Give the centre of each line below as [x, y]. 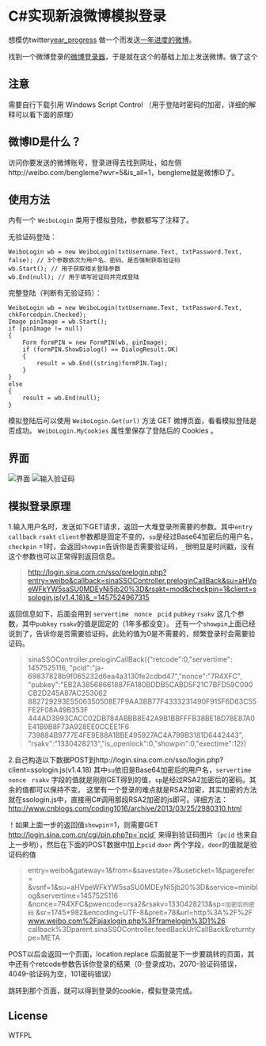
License [28, 1016]
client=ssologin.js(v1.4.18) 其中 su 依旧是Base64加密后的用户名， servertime [130, 770]
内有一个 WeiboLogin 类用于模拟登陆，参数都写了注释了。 [101, 220]
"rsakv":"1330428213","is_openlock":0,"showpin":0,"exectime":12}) [137, 743]
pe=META [44, 937]
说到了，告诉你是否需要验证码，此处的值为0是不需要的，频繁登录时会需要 [128, 634]
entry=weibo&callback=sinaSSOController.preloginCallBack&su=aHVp [142, 580]
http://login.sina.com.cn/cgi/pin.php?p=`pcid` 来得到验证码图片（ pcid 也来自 [133, 834]
